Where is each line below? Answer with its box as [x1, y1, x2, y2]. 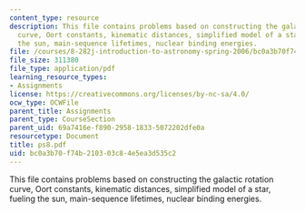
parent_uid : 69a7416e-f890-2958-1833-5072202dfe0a [9, 124, 205, 133]
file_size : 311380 [9, 56, 79, 65]
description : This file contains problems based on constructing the [9, 22, 279, 31]
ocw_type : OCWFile [9, 97, 79, 107]
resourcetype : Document [9, 132, 100, 141]
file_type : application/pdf [9, 65, 116, 74]
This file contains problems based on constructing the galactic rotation [9, 174, 274, 185]
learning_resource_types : [9, 73, 107, 82]
